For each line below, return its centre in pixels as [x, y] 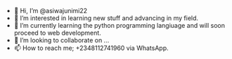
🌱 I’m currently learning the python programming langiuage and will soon [120, 25]
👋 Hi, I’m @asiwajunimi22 [51, 11]
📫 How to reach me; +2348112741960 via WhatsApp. [91, 48]
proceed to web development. [58, 33]
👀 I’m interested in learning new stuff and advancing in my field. [106, 18]
